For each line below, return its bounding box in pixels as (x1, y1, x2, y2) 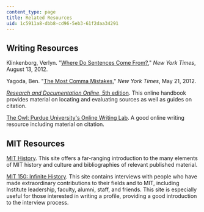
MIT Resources (6, 138, 65, 148)
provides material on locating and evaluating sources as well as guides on (6, 96, 192, 103)
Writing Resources (6, 43, 79, 53)
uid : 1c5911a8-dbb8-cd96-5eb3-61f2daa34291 (6, 20, 119, 26)
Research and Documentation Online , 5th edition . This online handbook (6, 89, 186, 97)
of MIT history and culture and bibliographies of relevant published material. (6, 161, 198, 168)
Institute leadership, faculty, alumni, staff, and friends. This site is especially (6, 186, 197, 193)
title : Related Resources (6, 15, 72, 21)
